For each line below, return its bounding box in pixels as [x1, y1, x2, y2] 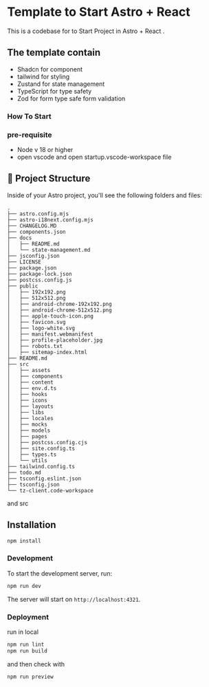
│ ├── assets [7, 367, 51, 373]
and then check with [7, 659, 65, 668]
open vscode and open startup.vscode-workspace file [16, 153, 172, 161]
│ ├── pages [7, 433, 48, 440]
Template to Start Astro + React [7, 4, 190, 20]
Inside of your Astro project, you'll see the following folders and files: [7, 190, 203, 199]
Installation [7, 519, 56, 531]
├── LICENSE [7, 259, 41, 265]
